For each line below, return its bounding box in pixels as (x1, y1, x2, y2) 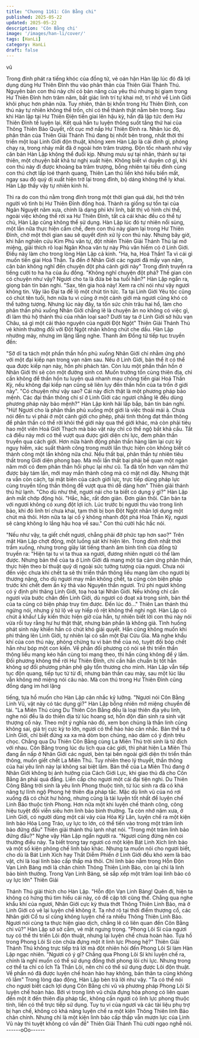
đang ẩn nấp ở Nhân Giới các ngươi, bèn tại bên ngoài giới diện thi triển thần (6, 750, 192, 757)
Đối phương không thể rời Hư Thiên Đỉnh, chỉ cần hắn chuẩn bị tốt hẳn (6, 657, 176, 664)
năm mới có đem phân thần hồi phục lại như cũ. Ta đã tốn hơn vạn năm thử (6, 463, 189, 470)
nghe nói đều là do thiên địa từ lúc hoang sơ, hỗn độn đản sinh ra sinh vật (6, 712, 185, 720)
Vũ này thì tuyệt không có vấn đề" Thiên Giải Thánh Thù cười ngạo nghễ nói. (6, 1020, 192, 1027)
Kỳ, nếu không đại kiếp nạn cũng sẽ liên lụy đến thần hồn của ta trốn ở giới (6, 381, 188, 388)
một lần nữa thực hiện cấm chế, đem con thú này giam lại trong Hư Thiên (6, 225, 184, 232)
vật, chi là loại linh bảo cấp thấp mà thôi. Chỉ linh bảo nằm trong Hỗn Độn (6, 857, 184, 864)
